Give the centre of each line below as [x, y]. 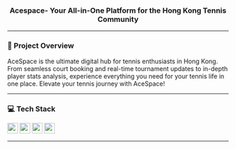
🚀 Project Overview [41, 46]
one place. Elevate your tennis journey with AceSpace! [86, 84]
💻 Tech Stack [32, 109]
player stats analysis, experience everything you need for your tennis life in [116, 76]
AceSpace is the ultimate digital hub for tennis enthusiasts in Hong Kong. [113, 61]
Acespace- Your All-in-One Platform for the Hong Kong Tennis [118, 11]
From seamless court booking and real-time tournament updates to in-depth [118, 68]
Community [118, 19]
